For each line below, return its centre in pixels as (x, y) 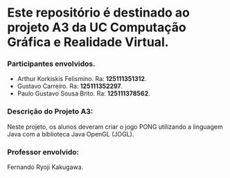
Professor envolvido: (43, 152)
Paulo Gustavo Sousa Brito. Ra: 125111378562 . (83, 94)
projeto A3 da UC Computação (97, 27)
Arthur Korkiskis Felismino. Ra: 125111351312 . (82, 79)
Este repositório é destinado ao (99, 13)
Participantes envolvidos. (51, 64)
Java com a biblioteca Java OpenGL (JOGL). (71, 134)
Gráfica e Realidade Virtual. (88, 42)
